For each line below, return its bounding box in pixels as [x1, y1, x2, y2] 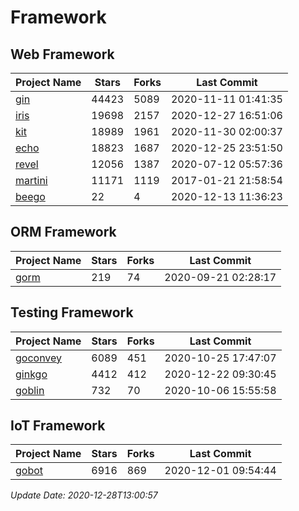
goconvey [15, 351, 63, 365]
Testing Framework [10, 304, 134, 321]
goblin [15, 383, 45, 397]
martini [15, 174, 48, 187]
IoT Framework [10, 417, 106, 435]
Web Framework [10, 46, 115, 63]
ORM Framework [10, 224, 117, 241]
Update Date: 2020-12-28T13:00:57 [10, 489, 158, 501]
